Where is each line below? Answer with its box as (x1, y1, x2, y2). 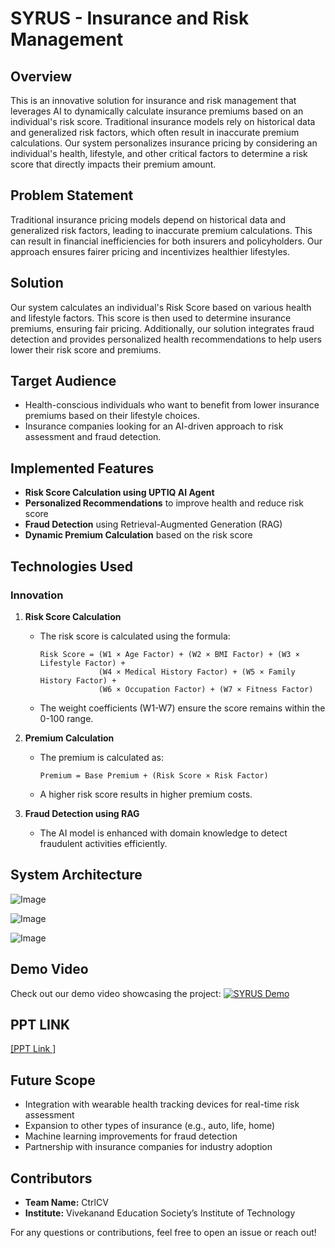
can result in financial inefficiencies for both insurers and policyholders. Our (10, 235, 323, 247)
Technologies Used (10, 558, 133, 575)
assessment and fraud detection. (24, 431, 162, 443)
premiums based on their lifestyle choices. (24, 410, 200, 422)
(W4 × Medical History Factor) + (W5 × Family (98, 667, 296, 677)
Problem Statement (10, 187, 134, 204)
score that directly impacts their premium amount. (10, 158, 217, 170)
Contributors (10, 1170, 93, 1187)
